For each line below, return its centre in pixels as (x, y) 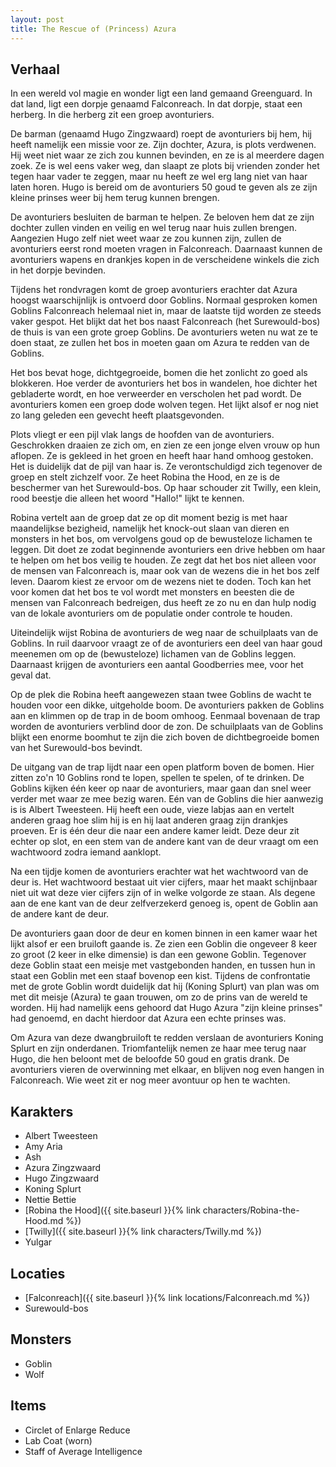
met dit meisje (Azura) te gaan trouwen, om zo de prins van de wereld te (159, 997)
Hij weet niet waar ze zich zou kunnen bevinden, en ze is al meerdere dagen (167, 155)
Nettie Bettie (50, 1200)
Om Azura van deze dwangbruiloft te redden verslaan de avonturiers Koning (167, 1038)
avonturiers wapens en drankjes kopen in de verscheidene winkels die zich (165, 260)
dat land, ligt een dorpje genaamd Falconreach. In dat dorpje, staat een (156, 104)
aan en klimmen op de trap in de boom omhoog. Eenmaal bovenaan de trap (165, 716)
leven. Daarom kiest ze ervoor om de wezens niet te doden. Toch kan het (161, 582)
